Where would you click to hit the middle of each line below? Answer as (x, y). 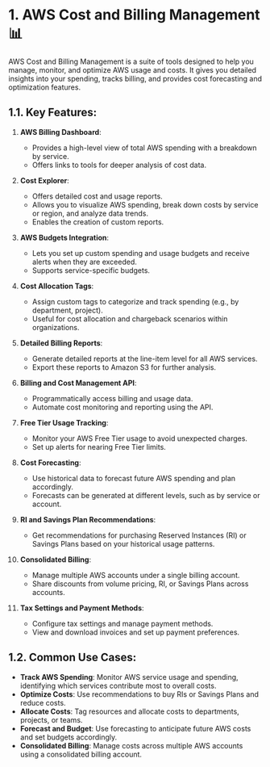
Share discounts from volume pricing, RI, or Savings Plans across (140, 584)
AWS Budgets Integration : (64, 237)
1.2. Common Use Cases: (73, 658)
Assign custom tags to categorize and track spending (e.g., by (135, 301)
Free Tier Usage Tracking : (64, 422)
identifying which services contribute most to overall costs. (118, 685)
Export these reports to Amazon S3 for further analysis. (124, 367)
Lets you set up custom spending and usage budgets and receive (141, 253)
